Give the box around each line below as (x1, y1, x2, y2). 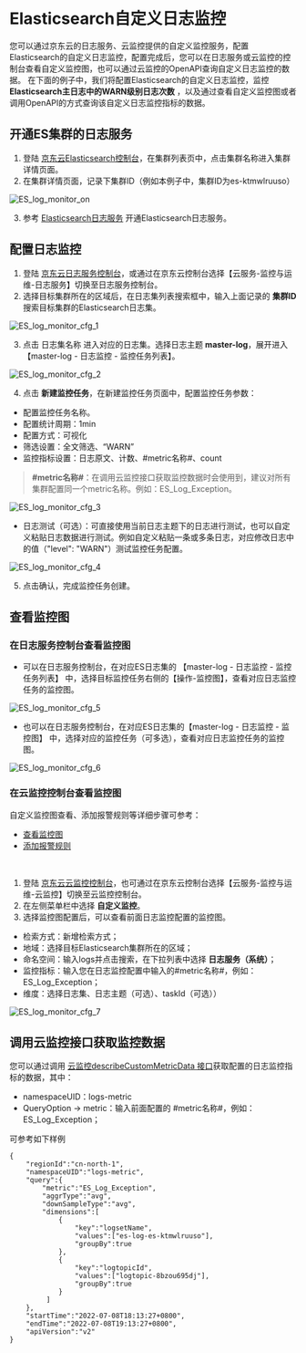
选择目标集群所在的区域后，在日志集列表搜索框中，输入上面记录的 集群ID (22, 290, 297, 301)
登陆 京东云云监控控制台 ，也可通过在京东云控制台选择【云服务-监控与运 (22, 877, 293, 888)
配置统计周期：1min (22, 418, 97, 429)
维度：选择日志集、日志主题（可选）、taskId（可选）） (22, 987, 221, 999)
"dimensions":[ (42, 1208, 100, 1217)
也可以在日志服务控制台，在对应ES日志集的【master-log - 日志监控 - (22, 722, 280, 733)
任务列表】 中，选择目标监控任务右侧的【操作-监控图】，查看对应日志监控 (22, 672, 297, 684)
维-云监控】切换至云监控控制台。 (22, 889, 148, 900)
